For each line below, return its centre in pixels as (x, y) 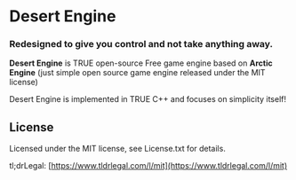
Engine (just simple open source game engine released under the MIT (137, 73)
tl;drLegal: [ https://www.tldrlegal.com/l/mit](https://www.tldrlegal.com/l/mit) (148, 166)
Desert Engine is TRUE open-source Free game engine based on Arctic (141, 63)
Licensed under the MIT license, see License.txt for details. (118, 149)
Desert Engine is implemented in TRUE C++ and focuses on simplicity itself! (148, 99)
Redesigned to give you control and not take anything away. (141, 44)
